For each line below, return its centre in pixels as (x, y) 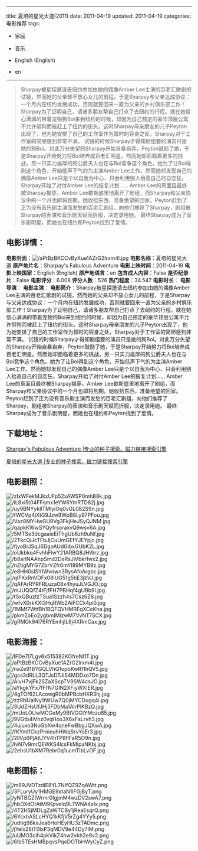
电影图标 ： (26, 770)
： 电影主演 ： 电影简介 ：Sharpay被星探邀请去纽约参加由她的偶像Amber (103, 288)
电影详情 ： (26, 243)
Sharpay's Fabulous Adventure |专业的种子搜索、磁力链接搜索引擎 (86, 449)
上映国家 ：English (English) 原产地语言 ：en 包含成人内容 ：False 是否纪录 (100, 273)
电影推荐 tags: (23, 23)
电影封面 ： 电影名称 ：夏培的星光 (94, 258)
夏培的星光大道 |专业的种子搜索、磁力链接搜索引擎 (67, 461)
